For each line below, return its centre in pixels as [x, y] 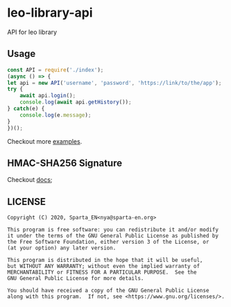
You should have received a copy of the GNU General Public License [108, 291]
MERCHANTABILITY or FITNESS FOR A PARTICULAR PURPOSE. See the [102, 272]
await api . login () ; [48, 96]
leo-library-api [50, 13]
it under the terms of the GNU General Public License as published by [113, 236]
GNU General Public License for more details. [76, 279]
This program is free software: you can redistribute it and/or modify [113, 230]
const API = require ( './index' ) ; [55, 70]
